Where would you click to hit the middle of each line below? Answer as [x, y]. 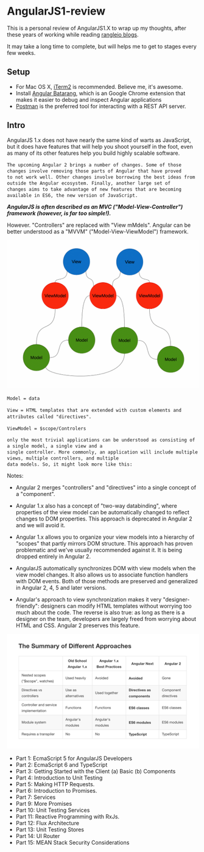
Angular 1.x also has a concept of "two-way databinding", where [96, 506]
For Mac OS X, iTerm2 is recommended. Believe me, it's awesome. [99, 87]
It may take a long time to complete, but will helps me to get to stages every [102, 46]
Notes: [15, 475]
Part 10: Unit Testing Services [53, 810]
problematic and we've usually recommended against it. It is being [99, 550]
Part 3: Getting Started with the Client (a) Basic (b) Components [96, 772]
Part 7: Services [36, 797]
